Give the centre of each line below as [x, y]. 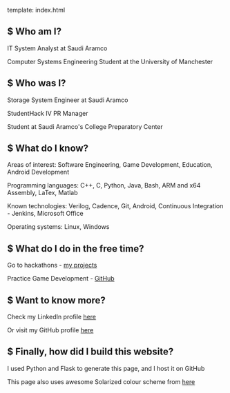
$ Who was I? [37, 83]
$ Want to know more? [56, 300]
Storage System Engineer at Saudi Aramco [68, 100]
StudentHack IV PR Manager [48, 113]
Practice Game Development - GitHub [61, 279]
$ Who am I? [35, 31]
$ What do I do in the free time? [76, 249]
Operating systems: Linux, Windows [58, 227]
